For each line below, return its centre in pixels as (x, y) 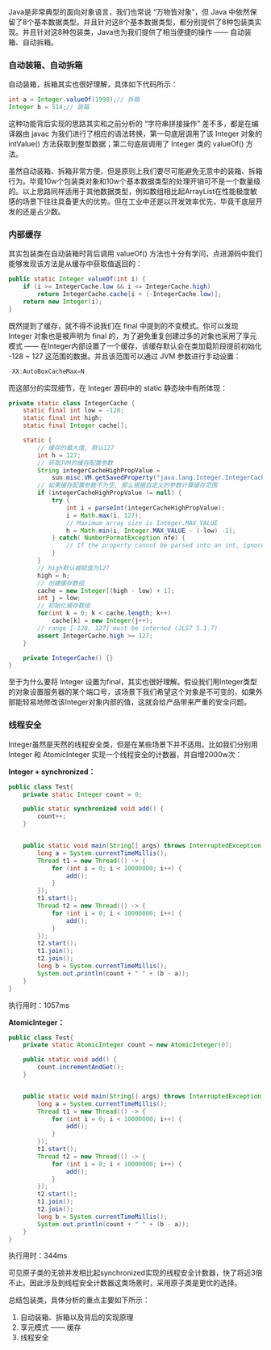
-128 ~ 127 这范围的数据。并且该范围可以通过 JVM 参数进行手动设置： (125, 356)
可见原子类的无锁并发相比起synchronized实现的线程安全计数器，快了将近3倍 (135, 1273)
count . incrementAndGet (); (81, 1067)
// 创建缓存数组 (61, 583)
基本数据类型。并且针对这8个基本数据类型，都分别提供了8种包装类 (144, 22)
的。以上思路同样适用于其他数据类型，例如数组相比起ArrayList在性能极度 (129, 192)
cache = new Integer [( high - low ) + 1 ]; (106, 590)
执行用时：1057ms (39, 1005)
